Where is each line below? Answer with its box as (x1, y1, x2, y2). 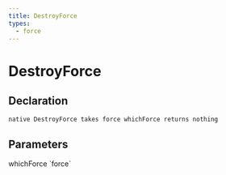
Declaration (8, 94, 69, 108)
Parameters (8, 137, 69, 151)
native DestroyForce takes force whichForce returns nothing (8, 115, 219, 124)
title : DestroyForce (8, 11, 78, 20)
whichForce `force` (8, 159, 72, 169)
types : (8, 19, 31, 28)
